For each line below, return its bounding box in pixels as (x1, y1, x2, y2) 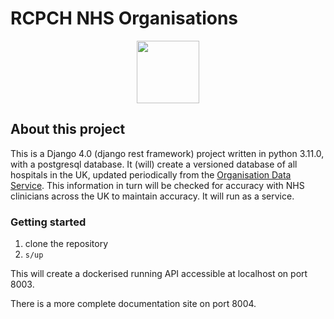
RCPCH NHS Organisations (10, 7, 239, 30)
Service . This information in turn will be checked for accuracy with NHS (10, 179, 305, 191)
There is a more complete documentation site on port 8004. (10, 298, 257, 310)
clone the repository (24, 238, 109, 250)
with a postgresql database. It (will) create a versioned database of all (10, 158, 298, 170)
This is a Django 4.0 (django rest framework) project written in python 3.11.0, (10, 147, 325, 159)
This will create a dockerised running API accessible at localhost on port (10, 268, 308, 280)
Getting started (10, 215, 87, 229)
